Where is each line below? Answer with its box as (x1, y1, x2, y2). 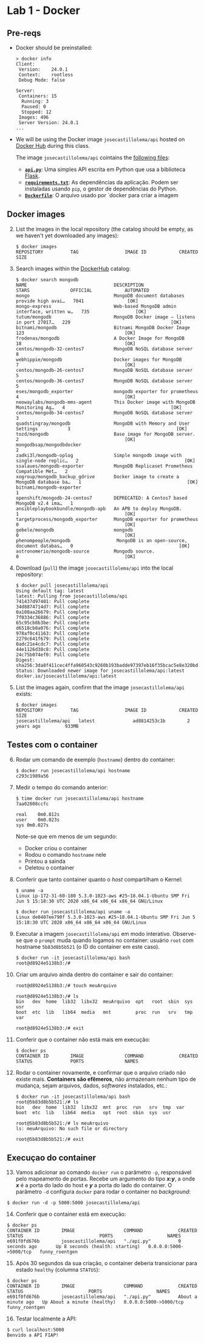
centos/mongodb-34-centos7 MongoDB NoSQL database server (15, 410, 193, 416)
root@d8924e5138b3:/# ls (15, 993, 79, 999)
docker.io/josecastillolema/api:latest (15, 673, 117, 679)
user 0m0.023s (15, 817, 60, 823)
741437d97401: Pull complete (15, 598, 90, 604)
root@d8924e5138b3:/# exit (15, 1025, 84, 1031)
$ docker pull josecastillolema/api (15, 582, 109, 588)
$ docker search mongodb (15, 276, 79, 283)
